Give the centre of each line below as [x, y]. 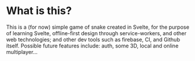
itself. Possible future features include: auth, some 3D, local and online [92, 46]
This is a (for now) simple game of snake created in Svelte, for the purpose [98, 27]
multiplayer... [22, 52]
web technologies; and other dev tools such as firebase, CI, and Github [93, 39]
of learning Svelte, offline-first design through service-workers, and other [96, 33]
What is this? [39, 11]
